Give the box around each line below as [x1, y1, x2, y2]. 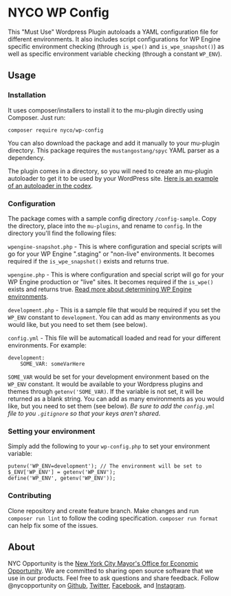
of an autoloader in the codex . [8, 181, 93, 190]
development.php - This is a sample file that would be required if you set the [8, 306, 221, 314]
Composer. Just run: [8, 113, 66, 121]
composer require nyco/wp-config [8, 126, 104, 134]
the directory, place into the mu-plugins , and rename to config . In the [8, 221, 202, 230]
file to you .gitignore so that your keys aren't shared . [8, 409, 161, 417]
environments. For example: [8, 341, 87, 349]
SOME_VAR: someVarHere [20, 360, 85, 367]
